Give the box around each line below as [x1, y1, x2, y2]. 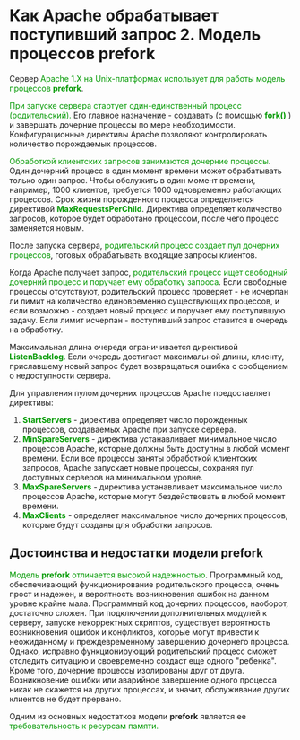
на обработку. [9, 324, 64, 335]
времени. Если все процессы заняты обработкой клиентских [21, 453, 258, 463]
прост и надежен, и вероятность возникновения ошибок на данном [9, 588, 270, 599]
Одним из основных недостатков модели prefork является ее [9, 710, 246, 721]
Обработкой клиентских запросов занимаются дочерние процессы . [9, 155, 271, 166]
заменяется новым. [9, 222, 85, 233]
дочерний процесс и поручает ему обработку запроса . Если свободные [9, 276, 287, 287]
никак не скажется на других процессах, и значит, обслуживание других [9, 683, 291, 694]
